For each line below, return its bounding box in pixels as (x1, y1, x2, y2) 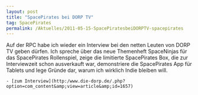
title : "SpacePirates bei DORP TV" (6, 14, 94, 20)
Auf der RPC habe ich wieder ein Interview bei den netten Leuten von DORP (6, 42, 190, 49)
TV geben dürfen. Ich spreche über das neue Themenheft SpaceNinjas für (6, 48, 187, 55)
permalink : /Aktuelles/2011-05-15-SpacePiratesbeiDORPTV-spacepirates (6, 25, 184, 31)
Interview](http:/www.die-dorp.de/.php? (24, 78, 126, 84)
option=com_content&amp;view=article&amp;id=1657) (6, 84, 134, 90)
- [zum (6, 78, 22, 84)
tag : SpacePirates (6, 20, 51, 26)
